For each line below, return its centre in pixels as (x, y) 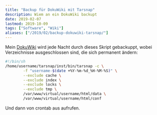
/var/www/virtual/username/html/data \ (65, 94)
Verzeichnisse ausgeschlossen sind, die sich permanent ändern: (72, 52)
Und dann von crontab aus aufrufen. (42, 108)
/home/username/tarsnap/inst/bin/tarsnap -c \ (54, 66)
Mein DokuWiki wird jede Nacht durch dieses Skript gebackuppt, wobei (79, 47)
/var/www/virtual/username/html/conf (62, 99)
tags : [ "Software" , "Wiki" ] (34, 28)
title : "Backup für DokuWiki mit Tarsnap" (50, 10)
